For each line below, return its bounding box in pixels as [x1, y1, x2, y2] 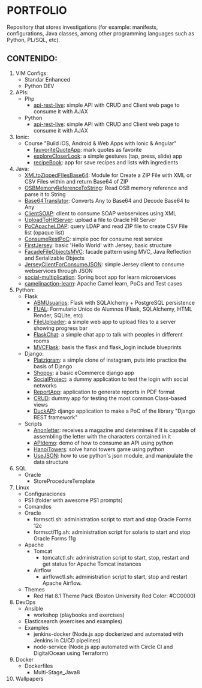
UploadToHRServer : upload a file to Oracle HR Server [24, 216, 156, 223]
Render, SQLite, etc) [33, 311, 83, 319]
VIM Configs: [15, 70, 49, 77]
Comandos [24, 503, 52, 510]
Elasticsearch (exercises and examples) [24, 617, 122, 624]
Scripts [24, 420, 43, 427]
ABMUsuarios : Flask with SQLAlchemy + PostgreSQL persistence [33, 299, 195, 306]
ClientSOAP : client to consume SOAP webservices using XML [24, 209, 177, 217]
